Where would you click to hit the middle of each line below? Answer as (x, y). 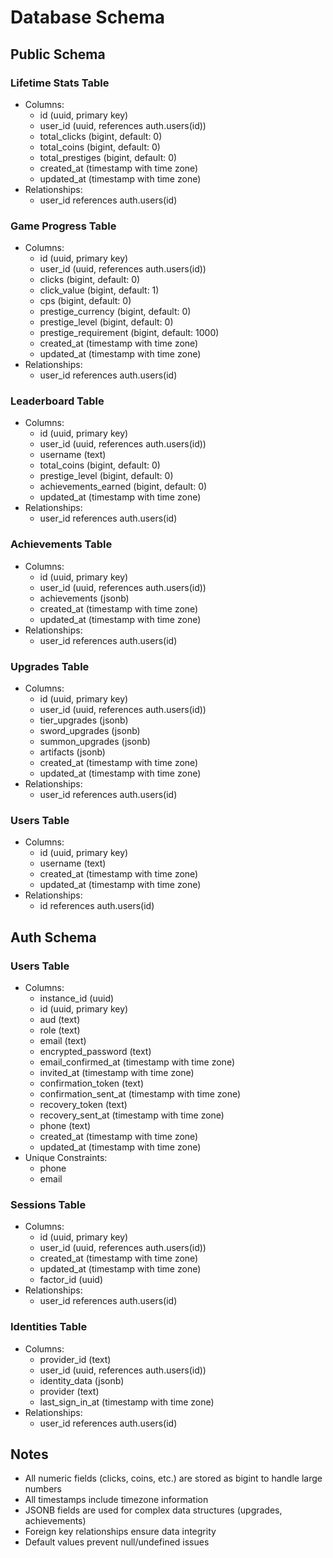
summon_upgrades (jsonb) (95, 742)
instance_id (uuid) (77, 998)
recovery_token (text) (83, 1105)
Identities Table (49, 1327)
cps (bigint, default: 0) (85, 301)
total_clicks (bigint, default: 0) (101, 136)
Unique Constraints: (66, 1158)
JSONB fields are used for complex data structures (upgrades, (153, 1510)
